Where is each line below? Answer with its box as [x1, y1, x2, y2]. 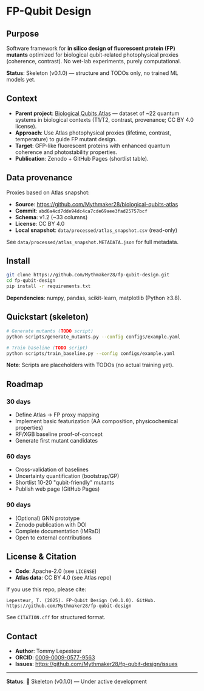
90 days [6, 500, 32, 509]
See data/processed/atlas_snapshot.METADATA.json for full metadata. [6, 238, 179, 245]
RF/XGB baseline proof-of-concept [15, 430, 103, 438]
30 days [6, 397, 32, 405]
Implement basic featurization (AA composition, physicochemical [15, 418, 178, 425]
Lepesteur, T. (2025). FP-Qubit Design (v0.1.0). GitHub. [6, 598, 156, 604]
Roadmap [6, 379, 44, 389]
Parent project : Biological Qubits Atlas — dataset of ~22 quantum [15, 110, 180, 117]
